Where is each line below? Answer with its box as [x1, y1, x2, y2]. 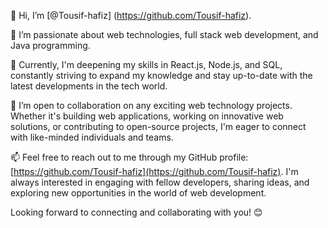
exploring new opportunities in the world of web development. [10, 187, 267, 199]
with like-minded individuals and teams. [10, 131, 174, 143]
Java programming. [10, 40, 91, 51]
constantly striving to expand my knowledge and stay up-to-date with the [10, 70, 313, 81]
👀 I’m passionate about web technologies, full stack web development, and [10, 29, 319, 40]
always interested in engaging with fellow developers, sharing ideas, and [10, 176, 310, 188]
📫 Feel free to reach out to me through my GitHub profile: [10, 151, 249, 163]
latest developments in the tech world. [10, 80, 168, 92]
